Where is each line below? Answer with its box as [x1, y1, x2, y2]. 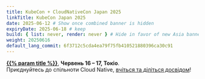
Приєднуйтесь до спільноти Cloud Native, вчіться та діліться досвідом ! [6, 66, 192, 73]
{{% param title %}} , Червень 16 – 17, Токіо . [6, 59, 120, 67]
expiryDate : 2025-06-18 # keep [6, 26, 86, 32]
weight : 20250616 [6, 37, 51, 43]
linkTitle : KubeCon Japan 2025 [6, 15, 86, 21]
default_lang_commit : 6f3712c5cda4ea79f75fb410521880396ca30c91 [6, 43, 173, 49]
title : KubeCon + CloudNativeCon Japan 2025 [6, 9, 121, 15]
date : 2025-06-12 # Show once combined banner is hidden [6, 20, 154, 26]
